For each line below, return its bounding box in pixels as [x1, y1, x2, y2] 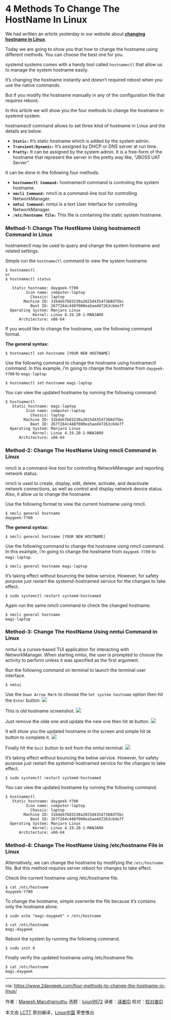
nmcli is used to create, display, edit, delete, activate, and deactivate [5, 480, 149, 486]
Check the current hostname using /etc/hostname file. [5, 875, 119, 881]
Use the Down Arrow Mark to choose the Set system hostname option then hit [5, 691, 163, 697]
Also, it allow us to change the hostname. [5, 491, 92, 497]
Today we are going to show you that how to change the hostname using [5, 46, 158, 52]
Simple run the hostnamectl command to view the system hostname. [5, 258, 149, 264]
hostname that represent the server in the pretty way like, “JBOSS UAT [12, 154, 160, 160]
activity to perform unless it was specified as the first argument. [5, 657, 139, 663]
